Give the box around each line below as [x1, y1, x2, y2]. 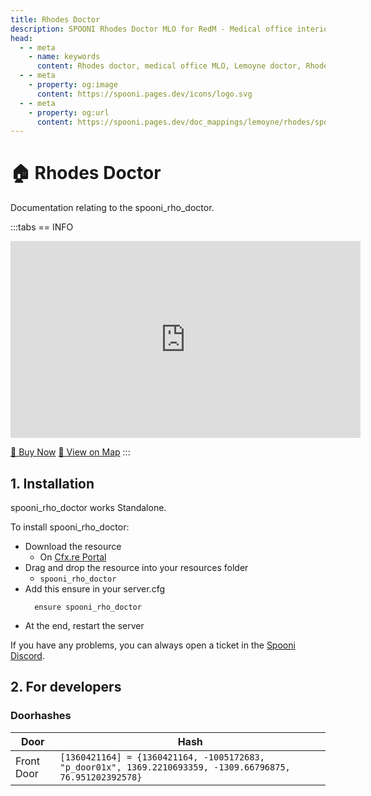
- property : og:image [28, 80, 118, 90]
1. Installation [10, 475, 95, 492]
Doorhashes [10, 709, 72, 723]
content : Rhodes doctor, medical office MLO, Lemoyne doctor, [36, 61, 302, 71]
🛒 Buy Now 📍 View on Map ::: [10, 446, 131, 458]
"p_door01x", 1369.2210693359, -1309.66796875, [59, 761, 291, 773]
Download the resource [24, 541, 122, 552]
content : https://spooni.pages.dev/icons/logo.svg [36, 89, 253, 99]
